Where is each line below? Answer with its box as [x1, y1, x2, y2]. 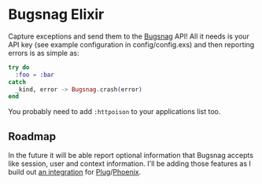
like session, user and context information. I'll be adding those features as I [8, 159, 252, 168]
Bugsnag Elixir [8, 6, 105, 24]
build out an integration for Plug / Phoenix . [8, 167, 142, 177]
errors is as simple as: [8, 48, 79, 57]
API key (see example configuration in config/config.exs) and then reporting [8, 39, 255, 49]
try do [8, 63, 30, 72]
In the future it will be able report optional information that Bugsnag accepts [8, 151, 254, 160]
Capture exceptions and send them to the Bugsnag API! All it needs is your [8, 31, 249, 41]
